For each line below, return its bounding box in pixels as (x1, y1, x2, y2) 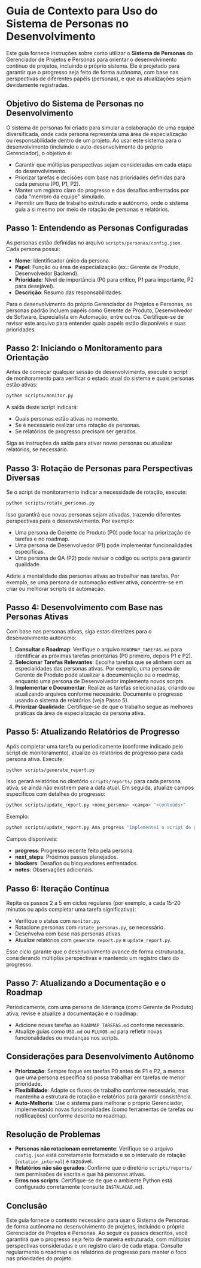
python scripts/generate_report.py (6, 767, 95, 773)
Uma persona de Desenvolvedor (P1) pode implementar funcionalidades (14, 541, 193, 549)
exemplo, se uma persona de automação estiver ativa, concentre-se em (6, 578, 184, 585)
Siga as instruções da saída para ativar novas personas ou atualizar (6, 439, 173, 447)
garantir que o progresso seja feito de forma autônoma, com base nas (6, 68, 179, 76)
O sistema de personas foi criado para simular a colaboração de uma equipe (6, 124, 194, 131)
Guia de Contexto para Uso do (6, 4, 158, 18)
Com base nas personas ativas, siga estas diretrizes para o (6, 627, 152, 635)
